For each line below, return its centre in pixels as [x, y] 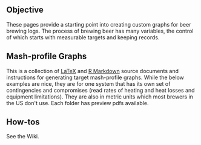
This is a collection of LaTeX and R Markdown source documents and [92, 71]
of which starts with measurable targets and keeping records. [83, 37]
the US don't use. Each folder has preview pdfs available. [78, 103]
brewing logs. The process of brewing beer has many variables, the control [100, 31]
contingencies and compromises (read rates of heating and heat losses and [100, 90]
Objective [25, 10]
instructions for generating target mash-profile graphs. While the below [95, 77]
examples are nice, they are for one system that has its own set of [88, 83]
